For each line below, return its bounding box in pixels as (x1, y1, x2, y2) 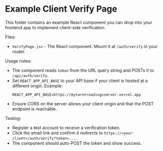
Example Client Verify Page (5, 3, 118, 15)
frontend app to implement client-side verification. (5, 24, 106, 30)
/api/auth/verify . (12, 72, 49, 78)
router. (12, 49, 26, 54)
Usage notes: (5, 58, 32, 64)
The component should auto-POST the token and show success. (12, 140, 142, 146)
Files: (5, 34, 16, 40)
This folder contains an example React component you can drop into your (5, 19, 152, 25)
